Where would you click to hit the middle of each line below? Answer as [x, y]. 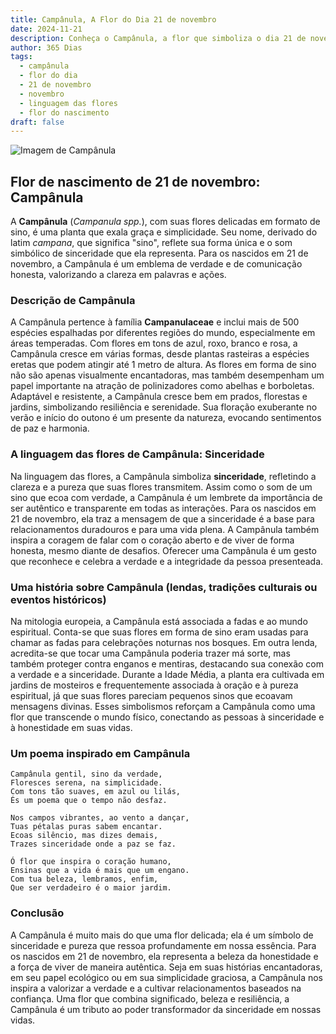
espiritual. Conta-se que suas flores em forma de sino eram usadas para [159, 632]
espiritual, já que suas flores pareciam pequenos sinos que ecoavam [151, 695]
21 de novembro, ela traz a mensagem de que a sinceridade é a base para [162, 518]
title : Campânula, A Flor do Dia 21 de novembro [113, 19]
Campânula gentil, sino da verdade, [86, 774]
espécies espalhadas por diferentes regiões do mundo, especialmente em [163, 333]
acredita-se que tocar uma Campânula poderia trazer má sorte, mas [150, 653]
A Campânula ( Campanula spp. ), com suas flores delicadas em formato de [165, 222]
